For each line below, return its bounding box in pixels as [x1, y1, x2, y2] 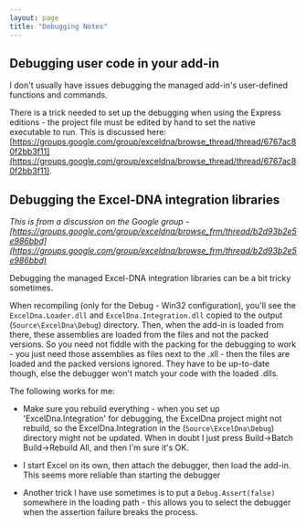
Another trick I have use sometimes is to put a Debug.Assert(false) [22, 488, 276, 499]
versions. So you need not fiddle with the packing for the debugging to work [9, 339, 297, 350]
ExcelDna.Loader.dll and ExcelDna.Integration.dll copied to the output [9, 310, 283, 320]
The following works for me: [9, 385, 116, 397]
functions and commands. [9, 89, 108, 100]
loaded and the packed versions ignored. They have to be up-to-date [9, 358, 270, 370]
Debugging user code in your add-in [9, 56, 220, 71]
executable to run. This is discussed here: [9, 127, 167, 138]
